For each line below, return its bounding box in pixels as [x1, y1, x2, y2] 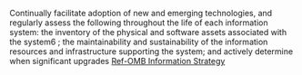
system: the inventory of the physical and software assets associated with [9, 27, 287, 37]
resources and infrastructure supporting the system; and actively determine [9, 46, 294, 57]
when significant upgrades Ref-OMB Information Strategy [9, 56, 226, 66]
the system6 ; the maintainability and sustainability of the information [9, 36, 268, 47]
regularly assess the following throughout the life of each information [9, 17, 268, 28]
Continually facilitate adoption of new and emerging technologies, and [9, 8, 273, 18]
